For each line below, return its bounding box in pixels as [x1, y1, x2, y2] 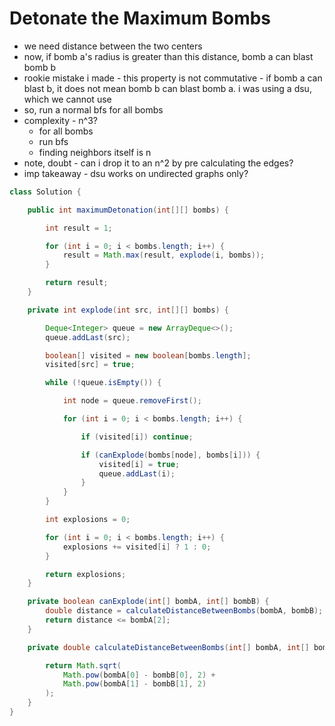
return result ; [45, 278, 109, 288]
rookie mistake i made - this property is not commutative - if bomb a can [23, 72, 323, 84]
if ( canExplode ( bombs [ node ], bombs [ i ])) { [80, 450, 261, 460]
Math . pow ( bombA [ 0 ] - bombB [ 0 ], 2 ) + [62, 670, 216, 680]
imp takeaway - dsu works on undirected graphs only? [23, 167, 249, 179]
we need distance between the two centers [23, 40, 203, 52]
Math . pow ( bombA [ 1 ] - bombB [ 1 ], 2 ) [62, 679, 207, 689]
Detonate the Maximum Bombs [9, 7, 272, 30]
